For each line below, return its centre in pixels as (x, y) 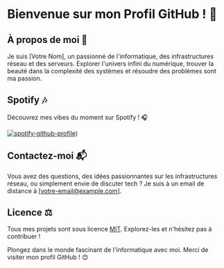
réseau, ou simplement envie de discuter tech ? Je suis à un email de (106, 184)
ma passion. (25, 78)
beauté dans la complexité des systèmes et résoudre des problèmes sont (112, 71)
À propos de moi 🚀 (48, 40)
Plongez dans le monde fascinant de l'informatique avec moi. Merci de (108, 250)
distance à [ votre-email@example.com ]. (64, 190)
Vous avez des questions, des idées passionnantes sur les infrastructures (112, 176)
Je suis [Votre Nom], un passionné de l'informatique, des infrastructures (110, 56)
